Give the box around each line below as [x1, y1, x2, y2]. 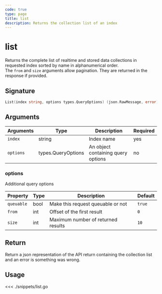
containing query [89, 149, 128, 156]
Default [137, 192, 155, 199]
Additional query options [5, 181, 54, 187]
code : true [5, 7, 27, 12]
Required [133, 127, 155, 134]
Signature [5, 87, 35, 95]
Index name [89, 135, 116, 142]
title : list [5, 16, 29, 21]
